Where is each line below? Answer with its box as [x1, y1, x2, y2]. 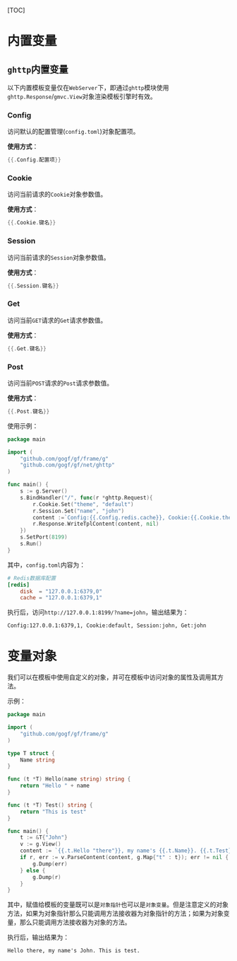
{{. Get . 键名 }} [7, 345, 47, 352]
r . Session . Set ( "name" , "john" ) [32, 507, 125, 514]
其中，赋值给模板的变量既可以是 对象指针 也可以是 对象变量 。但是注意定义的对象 [7, 900, 229, 909]
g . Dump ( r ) [32, 873, 61, 880]
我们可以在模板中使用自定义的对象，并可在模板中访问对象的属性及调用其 [7, 673, 217, 681]
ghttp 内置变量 [7, 63, 68, 75]
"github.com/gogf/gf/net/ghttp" [20, 461, 115, 469]
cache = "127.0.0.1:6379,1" [20, 594, 102, 602]
